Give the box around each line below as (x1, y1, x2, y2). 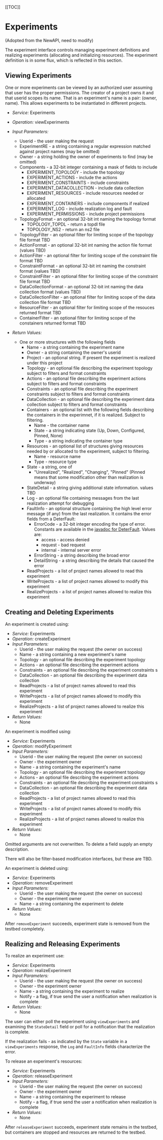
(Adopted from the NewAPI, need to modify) (5, 37, 94, 43)
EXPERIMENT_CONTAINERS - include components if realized (26, 200, 150, 206)
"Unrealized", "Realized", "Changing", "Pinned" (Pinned (34, 469, 145, 475)
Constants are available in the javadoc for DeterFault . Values (34, 526, 156, 532)
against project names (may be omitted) (19, 148, 100, 154)
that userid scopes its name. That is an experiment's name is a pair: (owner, (5, 95, 157, 101)
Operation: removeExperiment (12, 880, 73, 885)
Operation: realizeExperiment (12, 968, 71, 974)
